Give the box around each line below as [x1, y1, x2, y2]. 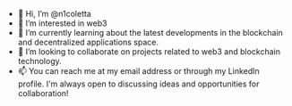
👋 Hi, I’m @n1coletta [17, 9, 91, 19]
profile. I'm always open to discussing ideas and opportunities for [17, 78, 260, 89]
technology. [17, 56, 63, 66]
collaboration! [17, 88, 69, 98]
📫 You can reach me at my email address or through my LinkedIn [17, 66, 260, 76]
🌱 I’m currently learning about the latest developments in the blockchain [17, 28, 284, 37]
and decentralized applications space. [17, 37, 159, 47]
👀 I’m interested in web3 [17, 18, 107, 29]
